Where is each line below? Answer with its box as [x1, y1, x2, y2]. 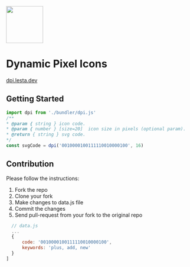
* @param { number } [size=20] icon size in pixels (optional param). [6, 126, 186, 132]
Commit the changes [14, 205, 66, 212]
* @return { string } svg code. [6, 131, 86, 138]
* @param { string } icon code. [6, 121, 86, 127]
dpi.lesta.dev [6, 76, 38, 83]
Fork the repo [14, 186, 48, 193]
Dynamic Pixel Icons [6, 57, 107, 70]
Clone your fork [14, 192, 53, 200]
